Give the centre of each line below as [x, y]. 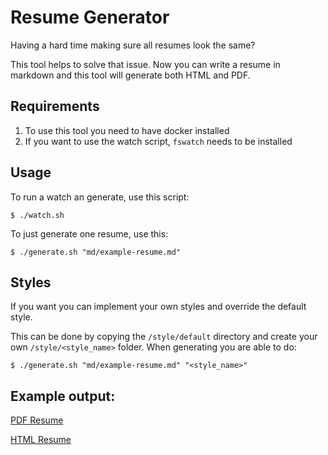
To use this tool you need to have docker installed [127, 130]
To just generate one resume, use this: [89, 233]
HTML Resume [41, 440]
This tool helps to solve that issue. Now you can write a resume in [145, 64]
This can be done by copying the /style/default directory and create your [164, 337]
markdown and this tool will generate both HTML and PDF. [130, 75]
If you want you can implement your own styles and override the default [158, 307]
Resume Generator [90, 17]
